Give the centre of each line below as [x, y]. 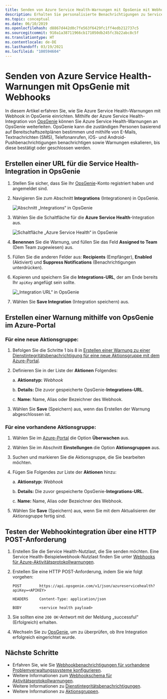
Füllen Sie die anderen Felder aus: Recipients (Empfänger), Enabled [82, 257]
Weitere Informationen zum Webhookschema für [62, 675]
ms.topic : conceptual [28, 19]
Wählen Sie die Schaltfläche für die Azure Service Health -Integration [83, 217]
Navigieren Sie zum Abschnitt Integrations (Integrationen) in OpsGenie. [85, 198]
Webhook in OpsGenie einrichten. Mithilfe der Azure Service [67, 116]
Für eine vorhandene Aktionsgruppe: [51, 427]
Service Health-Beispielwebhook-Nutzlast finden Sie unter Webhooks [84, 557]
